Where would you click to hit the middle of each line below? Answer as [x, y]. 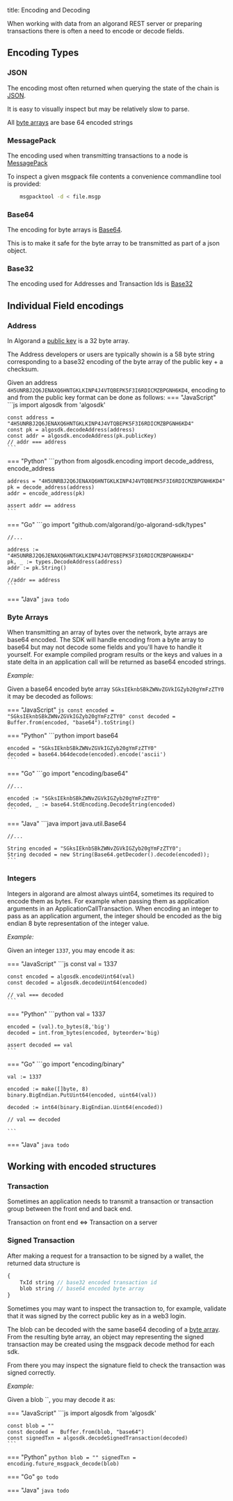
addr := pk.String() [37, 568]
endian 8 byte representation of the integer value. [78, 923]
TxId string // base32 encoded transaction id [88, 1282]
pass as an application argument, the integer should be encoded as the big [114, 915]
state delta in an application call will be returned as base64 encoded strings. [116, 662]
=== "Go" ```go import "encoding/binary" [66, 1064]
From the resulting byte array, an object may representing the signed [105, 1337]
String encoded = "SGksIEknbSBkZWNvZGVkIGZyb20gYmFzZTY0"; [95, 849]
